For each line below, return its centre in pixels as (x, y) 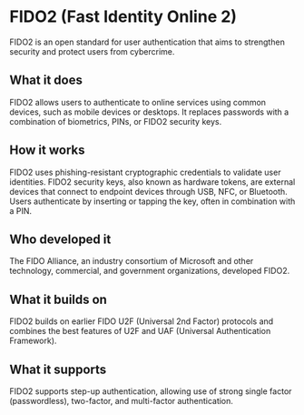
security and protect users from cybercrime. (92, 51)
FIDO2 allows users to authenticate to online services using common (137, 102)
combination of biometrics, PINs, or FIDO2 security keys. (116, 121)
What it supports (58, 369)
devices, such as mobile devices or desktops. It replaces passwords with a (149, 112)
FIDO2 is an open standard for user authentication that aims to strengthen (147, 42)
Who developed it (60, 239)
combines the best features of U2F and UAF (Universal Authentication (140, 331)
